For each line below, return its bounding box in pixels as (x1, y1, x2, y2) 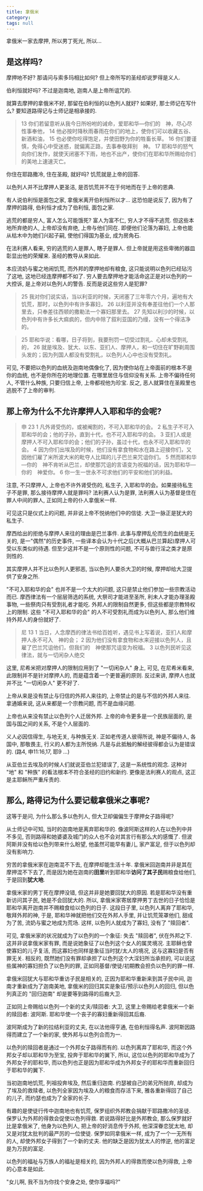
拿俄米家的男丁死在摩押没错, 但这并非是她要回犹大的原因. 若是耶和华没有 (6, 889, 187, 896)
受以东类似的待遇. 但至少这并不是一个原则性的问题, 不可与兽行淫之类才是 (6, 545, 187, 552)
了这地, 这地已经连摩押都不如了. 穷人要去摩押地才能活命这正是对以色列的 (6, 273, 187, 280)
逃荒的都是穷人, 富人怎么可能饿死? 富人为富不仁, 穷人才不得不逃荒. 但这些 (6, 217, 189, 224)
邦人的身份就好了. (16, 616, 62, 623)
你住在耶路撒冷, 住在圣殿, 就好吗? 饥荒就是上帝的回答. (6, 170, 140, 178)
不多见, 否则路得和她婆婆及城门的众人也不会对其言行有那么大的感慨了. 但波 (6, 833, 192, 840)
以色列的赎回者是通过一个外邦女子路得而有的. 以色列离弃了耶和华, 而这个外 (6, 1044, 192, 1051)
